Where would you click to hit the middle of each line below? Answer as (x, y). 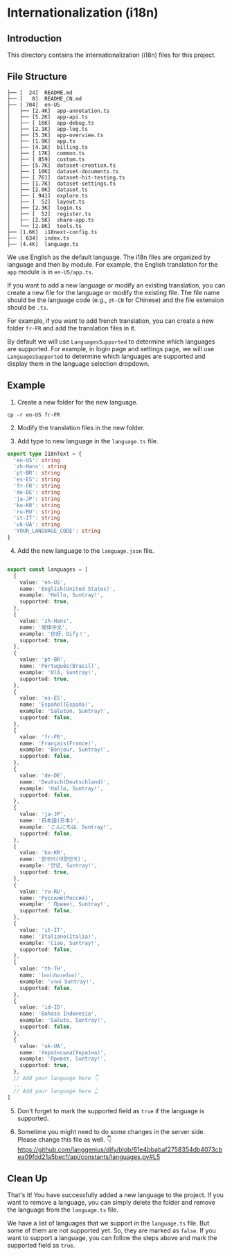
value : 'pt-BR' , (43, 660)
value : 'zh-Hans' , (46, 621)
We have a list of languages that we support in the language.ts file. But (108, 1223)
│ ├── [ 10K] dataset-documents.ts (63, 171)
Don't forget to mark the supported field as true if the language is (111, 1111)
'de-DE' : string (37, 492)
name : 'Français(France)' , (59, 743)
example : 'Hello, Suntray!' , (62, 595)
